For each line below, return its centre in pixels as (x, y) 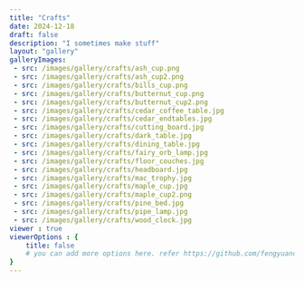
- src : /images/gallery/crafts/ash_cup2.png (98, 77)
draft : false (34, 34)
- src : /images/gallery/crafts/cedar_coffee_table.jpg (119, 111)
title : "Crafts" (40, 18)
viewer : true (36, 228)
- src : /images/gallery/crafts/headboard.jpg (100, 170)
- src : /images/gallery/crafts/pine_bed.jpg (98, 203)
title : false (50, 246)
